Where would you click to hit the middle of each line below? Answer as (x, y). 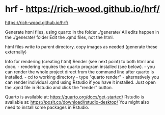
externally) (16, 52)
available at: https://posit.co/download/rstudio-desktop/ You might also (77, 102)
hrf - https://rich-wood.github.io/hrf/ (82, 9)
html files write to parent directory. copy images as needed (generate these (82, 46)
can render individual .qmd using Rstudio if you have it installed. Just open (81, 82)
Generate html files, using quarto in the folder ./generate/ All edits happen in (82, 32)
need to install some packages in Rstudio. (47, 107)
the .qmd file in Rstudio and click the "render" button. (59, 87)
